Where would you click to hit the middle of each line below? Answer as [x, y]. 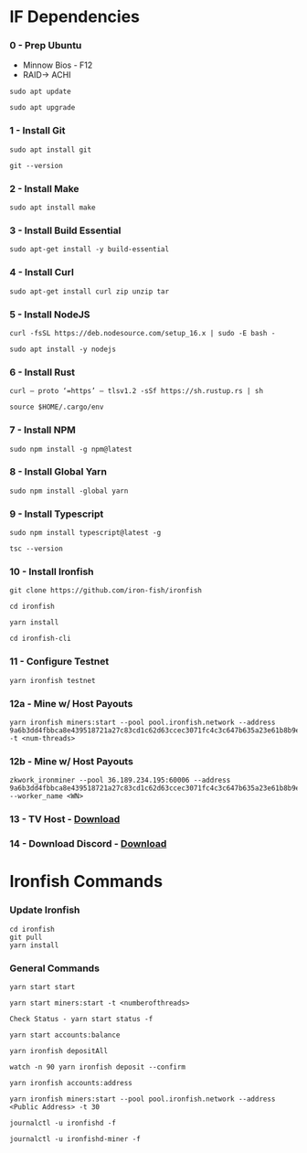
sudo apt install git [51, 149]
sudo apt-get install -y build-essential [90, 250]
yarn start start [42, 987]
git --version [37, 165]
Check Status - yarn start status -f [81, 1019]
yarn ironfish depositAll [58, 1051]
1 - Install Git [37, 131]
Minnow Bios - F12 [58, 65]
